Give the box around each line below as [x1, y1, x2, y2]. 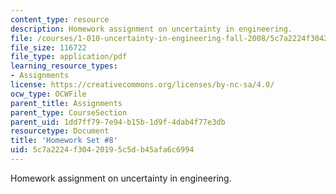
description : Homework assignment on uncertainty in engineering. [10, 24, 293, 34]
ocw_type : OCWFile [10, 89, 87, 99]
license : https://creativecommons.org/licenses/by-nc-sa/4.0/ [10, 80, 275, 90]
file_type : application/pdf [10, 52, 128, 62]
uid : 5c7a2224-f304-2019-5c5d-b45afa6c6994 [10, 145, 195, 155]
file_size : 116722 [10, 42, 87, 53]
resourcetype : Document [10, 126, 110, 136]
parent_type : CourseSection [10, 107, 128, 118]
